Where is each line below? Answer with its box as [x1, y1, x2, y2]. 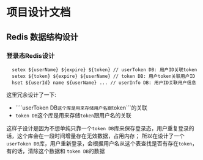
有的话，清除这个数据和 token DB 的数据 [6, 147, 105, 155]
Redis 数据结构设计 [6, 32, 78, 42]
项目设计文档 [6, 5, 72, 19]
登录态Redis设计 [6, 51, 55, 60]
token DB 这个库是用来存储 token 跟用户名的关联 [15, 111, 131, 119]
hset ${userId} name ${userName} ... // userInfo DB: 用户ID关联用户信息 [12, 80, 197, 86]
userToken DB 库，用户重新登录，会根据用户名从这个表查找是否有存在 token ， [6, 139, 197, 147]
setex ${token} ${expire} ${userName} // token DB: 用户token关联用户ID [12, 73, 196, 79]
